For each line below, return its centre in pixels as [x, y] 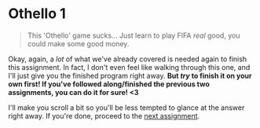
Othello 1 [37, 14]
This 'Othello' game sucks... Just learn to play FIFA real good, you [134, 35]
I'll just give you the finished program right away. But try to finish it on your [130, 75]
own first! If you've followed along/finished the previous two [109, 84]
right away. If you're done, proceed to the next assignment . [104, 115]
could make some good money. [78, 43]
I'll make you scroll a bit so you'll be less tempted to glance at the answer [126, 108]
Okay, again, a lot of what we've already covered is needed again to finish [128, 59]
